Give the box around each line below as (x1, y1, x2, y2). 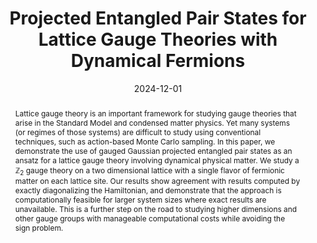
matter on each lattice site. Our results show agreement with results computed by (14, 176, 301, 187)
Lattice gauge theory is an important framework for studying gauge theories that (14, 108, 297, 119)
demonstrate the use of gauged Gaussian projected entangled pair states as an (14, 145, 293, 156)
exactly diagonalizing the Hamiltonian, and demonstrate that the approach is (14, 185, 282, 196)
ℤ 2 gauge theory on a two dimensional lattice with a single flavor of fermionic (14, 165, 285, 177)
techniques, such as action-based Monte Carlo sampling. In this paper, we (14, 136, 276, 147)
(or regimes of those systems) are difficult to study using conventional (14, 127, 262, 137)
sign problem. (14, 223, 64, 234)
